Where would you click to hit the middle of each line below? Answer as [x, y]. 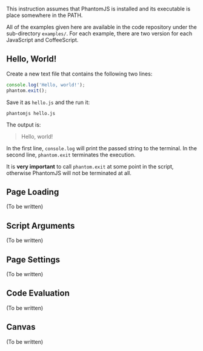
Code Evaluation [38, 294]
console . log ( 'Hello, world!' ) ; [46, 85]
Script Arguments [41, 225]
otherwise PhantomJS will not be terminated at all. [69, 173]
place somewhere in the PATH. [45, 15]
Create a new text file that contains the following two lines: [79, 74]
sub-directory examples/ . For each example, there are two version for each [99, 33]
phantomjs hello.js [31, 113]
